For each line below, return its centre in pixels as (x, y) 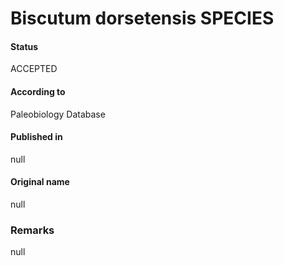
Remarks (32, 230)
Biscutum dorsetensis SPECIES (142, 18)
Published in (36, 137)
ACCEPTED (34, 69)
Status (24, 46)
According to (38, 91)
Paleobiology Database (58, 114)
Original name (40, 182)
